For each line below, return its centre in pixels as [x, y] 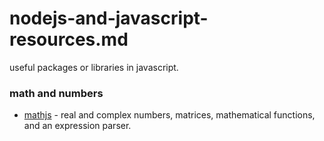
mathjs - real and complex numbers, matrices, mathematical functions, [169, 115]
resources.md [69, 39]
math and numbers [56, 93]
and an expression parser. [77, 126]
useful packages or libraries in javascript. [94, 67]
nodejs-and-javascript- [109, 18]
